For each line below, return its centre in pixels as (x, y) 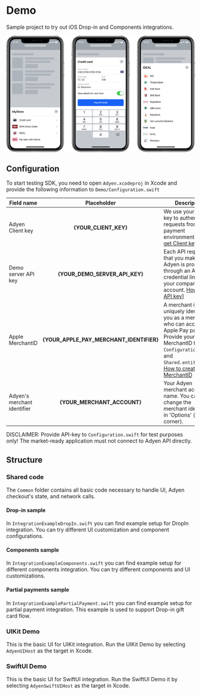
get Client (175, 243)
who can (174, 324)
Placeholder (100, 203)
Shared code (25, 477)
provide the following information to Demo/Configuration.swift (83, 189)
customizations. (26, 576)
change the (177, 402)
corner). (173, 421)
